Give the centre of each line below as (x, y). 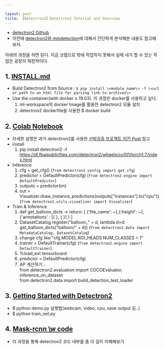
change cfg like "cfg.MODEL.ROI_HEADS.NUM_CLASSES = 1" (81, 238)
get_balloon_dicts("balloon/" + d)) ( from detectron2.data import (85, 228)
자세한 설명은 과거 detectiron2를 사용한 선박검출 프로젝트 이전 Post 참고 (81, 139)
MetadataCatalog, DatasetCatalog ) (54, 233)
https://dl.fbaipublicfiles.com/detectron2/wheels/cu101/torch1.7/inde (88, 155)
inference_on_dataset (41, 275)
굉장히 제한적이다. (31, 61)
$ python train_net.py (34, 313)
